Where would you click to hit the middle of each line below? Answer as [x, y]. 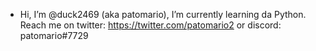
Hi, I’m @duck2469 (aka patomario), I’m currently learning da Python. [163, 14]
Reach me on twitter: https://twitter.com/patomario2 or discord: [150, 25]
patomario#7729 [54, 35]
